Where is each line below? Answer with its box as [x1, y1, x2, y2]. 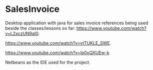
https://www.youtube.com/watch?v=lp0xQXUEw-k [5, 50, 109, 56]
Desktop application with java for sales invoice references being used [5, 20, 148, 26]
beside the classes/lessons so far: [5, 25, 75, 31]
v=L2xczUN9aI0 [5, 30, 38, 36]
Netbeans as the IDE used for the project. [5, 59, 90, 65]
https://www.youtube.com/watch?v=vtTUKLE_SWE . [5, 40, 111, 46]
